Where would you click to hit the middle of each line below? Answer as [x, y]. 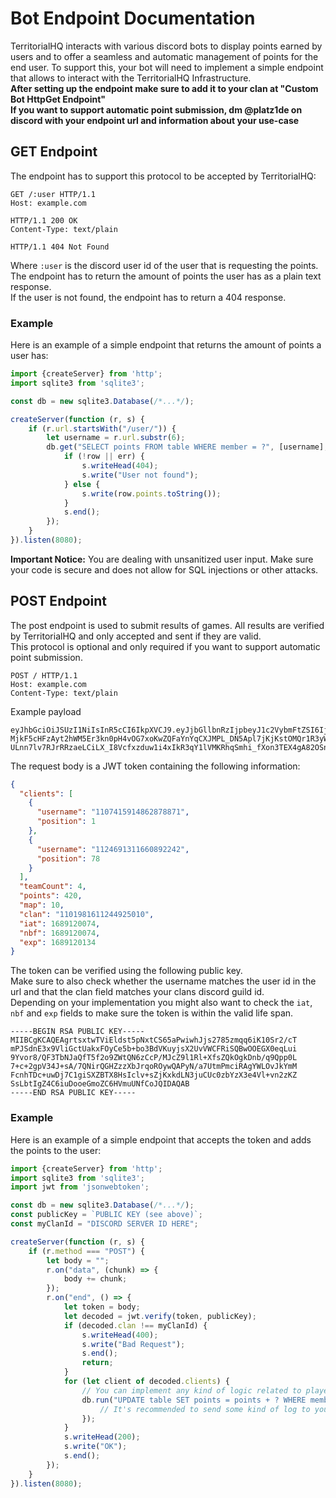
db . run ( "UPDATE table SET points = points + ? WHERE [194, 1400]
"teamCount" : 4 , [53, 887]
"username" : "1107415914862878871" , [113, 812]
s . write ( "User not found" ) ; [140, 475]
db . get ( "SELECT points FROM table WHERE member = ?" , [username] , [187, 447]
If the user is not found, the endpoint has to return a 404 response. [148, 297]
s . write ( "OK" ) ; [95, 1447]
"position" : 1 [66, 822]
